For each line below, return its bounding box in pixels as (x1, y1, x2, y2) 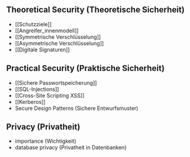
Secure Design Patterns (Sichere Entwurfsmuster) (14, 104, 139, 112)
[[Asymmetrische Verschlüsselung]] (14, 39, 104, 47)
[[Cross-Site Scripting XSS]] (14, 92, 85, 99)
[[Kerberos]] (14, 98, 46, 105)
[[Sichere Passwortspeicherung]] (14, 79, 97, 86)
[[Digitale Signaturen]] (14, 46, 70, 53)
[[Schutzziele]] (14, 20, 52, 27)
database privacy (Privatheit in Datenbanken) (14, 144, 127, 151)
